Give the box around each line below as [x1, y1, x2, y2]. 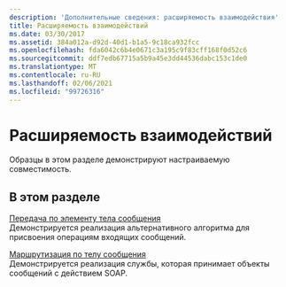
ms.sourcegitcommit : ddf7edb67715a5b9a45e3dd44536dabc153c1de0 [9, 54, 248, 63]
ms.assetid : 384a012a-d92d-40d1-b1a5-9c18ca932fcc [9, 37, 200, 47]
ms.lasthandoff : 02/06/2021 [9, 79, 113, 88]
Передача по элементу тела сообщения [9, 213, 161, 224]
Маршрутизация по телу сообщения [9, 249, 146, 260]
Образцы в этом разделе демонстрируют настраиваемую [9, 154, 230, 165]
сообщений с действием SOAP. [9, 268, 128, 279]
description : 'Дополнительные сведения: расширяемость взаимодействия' [9, 12, 279, 22]
